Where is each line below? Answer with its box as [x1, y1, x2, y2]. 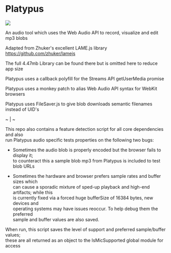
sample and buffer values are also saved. [12, 216, 100, 222]
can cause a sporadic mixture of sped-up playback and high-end [12, 183, 150, 190]
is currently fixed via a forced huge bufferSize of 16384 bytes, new [12, 195, 153, 201]
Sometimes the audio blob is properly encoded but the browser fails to [12, 147, 161, 153]
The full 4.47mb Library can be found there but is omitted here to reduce [5, 60, 158, 66]
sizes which [12, 178, 38, 185]
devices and [12, 200, 39, 206]
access [5, 242, 20, 248]
